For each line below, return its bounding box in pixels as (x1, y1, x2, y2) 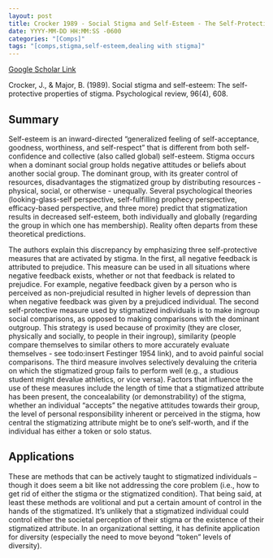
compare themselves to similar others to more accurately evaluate (8, 339, 230, 350)
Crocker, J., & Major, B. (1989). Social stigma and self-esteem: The (8, 81, 231, 90)
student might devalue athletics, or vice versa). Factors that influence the (8, 374, 253, 384)
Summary (8, 112, 59, 126)
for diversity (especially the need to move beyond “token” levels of (8, 532, 232, 542)
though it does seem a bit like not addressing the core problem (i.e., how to (8, 480, 260, 490)
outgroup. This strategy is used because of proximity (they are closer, (8, 322, 242, 332)
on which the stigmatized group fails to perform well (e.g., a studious (8, 365, 239, 375)
